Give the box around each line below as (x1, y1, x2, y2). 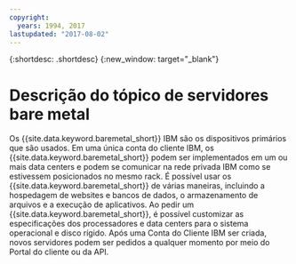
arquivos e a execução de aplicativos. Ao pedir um (9, 199, 194, 210)
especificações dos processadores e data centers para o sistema (9, 219, 249, 229)
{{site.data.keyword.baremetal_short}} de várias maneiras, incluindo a (9, 180, 265, 191)
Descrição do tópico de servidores (9, 85, 269, 105)
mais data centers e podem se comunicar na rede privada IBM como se (9, 162, 271, 172)
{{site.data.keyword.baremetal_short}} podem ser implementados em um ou (9, 152, 288, 163)
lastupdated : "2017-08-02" (9, 29, 109, 38)
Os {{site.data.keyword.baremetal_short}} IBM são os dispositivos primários (9, 133, 287, 144)
